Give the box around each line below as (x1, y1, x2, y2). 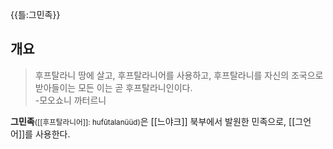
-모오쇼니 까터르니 (34, 94, 107, 106)
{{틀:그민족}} (10, 9, 61, 20)
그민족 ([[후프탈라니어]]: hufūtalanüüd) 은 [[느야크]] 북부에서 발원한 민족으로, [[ (10, 115, 296, 127)
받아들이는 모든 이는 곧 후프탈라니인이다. (34, 81, 193, 93)
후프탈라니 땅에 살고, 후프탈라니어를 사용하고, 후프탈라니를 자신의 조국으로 (34, 69, 324, 81)
